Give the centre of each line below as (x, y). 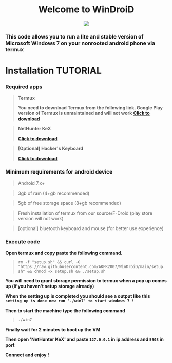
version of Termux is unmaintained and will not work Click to (84, 113)
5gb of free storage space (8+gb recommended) (70, 203)
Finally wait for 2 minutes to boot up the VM (53, 329)
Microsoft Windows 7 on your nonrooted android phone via (80, 43)
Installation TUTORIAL (53, 71)
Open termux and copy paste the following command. (64, 253)
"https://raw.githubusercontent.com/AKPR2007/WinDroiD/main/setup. (91, 266)
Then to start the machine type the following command (65, 310)
